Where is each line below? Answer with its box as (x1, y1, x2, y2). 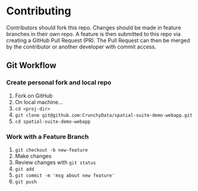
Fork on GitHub (14, 92, 53, 99)
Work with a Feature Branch (6, 132, 89, 141)
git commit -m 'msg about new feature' (14, 172, 115, 178)
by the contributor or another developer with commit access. (6, 43, 157, 50)
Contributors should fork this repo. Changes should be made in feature (6, 24, 181, 31)
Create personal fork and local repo (6, 78, 112, 87)
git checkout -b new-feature (14, 147, 88, 153)
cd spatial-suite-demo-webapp (14, 119, 91, 125)
